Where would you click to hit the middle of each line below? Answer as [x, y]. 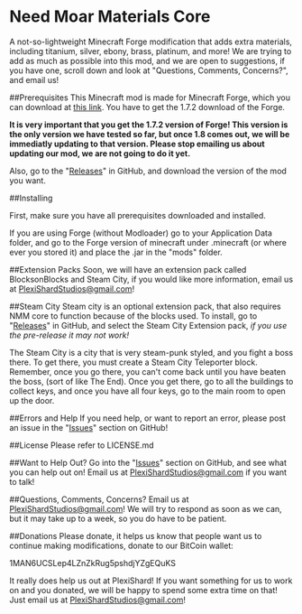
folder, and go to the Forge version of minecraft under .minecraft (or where [148, 242]
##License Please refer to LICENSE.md [82, 445]
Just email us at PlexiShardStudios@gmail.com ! [98, 600]
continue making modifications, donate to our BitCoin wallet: [121, 545]
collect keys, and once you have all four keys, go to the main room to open [147, 391]
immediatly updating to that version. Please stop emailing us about [137, 144]
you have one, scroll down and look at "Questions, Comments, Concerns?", [149, 70]
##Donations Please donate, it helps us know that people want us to [136, 535]
